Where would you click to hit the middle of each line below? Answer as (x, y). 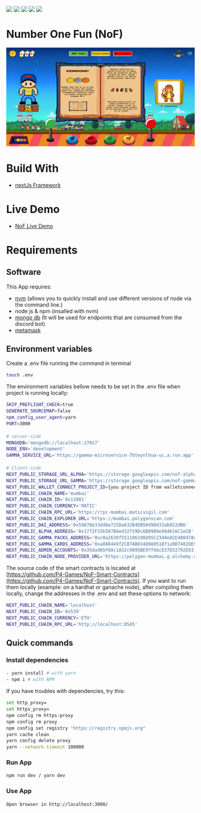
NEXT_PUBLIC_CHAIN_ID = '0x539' (44, 612)
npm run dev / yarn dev (36, 776)
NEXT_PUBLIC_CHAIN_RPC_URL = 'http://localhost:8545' (72, 624)
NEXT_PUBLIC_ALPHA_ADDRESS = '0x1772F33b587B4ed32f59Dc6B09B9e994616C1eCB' (100, 531)
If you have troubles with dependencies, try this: (66, 691)
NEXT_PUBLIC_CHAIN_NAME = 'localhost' (52, 605)
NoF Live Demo (34, 226)
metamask (28, 330)
